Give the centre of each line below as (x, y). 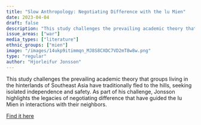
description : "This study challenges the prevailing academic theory (95, 28)
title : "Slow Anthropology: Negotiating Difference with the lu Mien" (96, 12)
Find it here (20, 116)
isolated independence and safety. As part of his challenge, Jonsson (91, 92)
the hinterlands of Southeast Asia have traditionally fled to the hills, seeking (99, 85)
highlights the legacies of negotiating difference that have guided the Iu (94, 98)
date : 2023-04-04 (28, 17)
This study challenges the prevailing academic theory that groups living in (97, 79)
